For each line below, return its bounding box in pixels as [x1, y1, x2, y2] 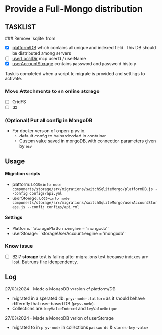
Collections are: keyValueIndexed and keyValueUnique [12, 305, 118, 311]
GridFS [12, 99, 26, 105]
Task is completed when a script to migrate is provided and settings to [5, 71, 145, 76]
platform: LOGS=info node [12, 182, 62, 187]
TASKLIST [5, 23, 36, 31]
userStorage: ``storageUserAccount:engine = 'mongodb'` [12, 230, 126, 236]
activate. [5, 76, 23, 82]
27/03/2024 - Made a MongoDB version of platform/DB [5, 286, 116, 291]
